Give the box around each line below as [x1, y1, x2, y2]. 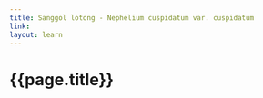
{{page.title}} [9, 69, 114, 90]
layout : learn [9, 30, 64, 39]
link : [9, 22, 30, 31]
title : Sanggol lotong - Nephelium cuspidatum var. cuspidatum [9, 13, 255, 23]
